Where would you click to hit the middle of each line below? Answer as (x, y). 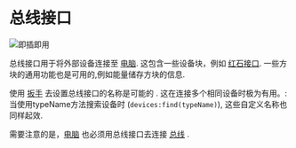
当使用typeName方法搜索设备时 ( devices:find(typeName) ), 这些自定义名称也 (148, 104)
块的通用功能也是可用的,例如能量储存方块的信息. (97, 74)
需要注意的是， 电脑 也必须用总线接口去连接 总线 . (99, 134)
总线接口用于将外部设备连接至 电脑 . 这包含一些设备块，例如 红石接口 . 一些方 (148, 63)
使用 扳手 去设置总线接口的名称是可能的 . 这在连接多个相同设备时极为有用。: (148, 93)
